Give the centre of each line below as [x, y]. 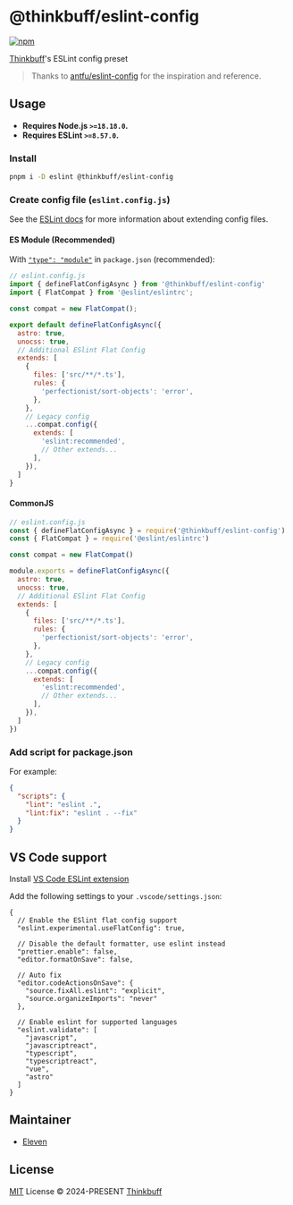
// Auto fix [40, 975]
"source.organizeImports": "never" [92, 998]
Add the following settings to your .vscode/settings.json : [116, 895]
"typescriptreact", [62, 1061]
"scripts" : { [42, 796]
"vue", [38, 1069]
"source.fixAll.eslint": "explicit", [96, 990]
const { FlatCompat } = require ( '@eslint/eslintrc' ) [109, 539]
